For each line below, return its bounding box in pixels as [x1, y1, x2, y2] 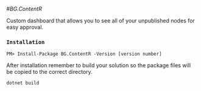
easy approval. [6, 24, 44, 31]
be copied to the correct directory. [6, 68, 93, 76]
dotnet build [6, 80, 40, 86]
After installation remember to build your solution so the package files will [6, 62, 191, 69]
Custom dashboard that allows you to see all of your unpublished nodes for [6, 17, 195, 24]
